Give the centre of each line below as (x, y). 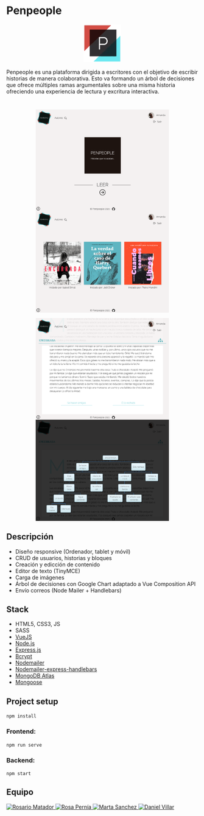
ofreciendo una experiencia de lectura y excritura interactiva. (83, 91)
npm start (19, 773)
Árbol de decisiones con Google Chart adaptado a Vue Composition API (105, 584)
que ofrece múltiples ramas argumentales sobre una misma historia (91, 85)
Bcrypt (23, 656)
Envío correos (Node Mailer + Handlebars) (68, 590)
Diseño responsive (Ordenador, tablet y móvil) (73, 551)
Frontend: (21, 731)
